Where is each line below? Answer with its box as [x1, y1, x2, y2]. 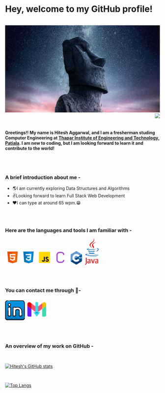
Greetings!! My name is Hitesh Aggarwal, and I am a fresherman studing [5, 130, 156, 136]
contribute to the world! [5, 145, 55, 151]
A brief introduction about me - [5, 174, 81, 181]
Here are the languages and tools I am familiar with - [5, 227, 132, 233]
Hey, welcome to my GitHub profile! [5, 3, 153, 15]
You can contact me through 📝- [5, 287, 81, 294]
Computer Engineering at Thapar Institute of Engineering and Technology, [5, 135, 160, 141]
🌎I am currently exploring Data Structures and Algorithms [12, 185, 130, 191]
